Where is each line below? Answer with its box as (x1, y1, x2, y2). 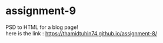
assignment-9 (5, 4, 76, 18)
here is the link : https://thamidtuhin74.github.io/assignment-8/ (5, 29, 157, 37)
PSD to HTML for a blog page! (5, 24, 79, 31)
